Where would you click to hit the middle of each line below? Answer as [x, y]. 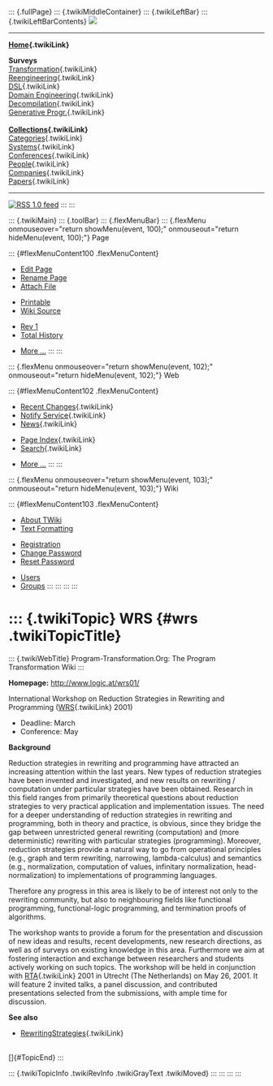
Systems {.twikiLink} [42, 147]
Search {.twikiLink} [51, 448]
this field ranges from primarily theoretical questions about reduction [123, 797]
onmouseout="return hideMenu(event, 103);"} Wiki [93, 488]
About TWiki [41, 520]
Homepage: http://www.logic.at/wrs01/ [74, 682]
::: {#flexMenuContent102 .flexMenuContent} [84, 391]
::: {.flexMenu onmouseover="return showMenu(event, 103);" [111, 480]
